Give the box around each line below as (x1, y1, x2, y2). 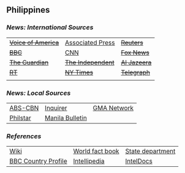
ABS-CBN (9, 103, 39, 112)
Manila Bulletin (45, 113, 87, 122)
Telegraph (121, 68, 150, 76)
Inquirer (45, 103, 67, 112)
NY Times (65, 68, 94, 76)
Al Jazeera (121, 58, 152, 67)
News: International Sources (6, 23, 94, 32)
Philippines (6, 5, 50, 15)
